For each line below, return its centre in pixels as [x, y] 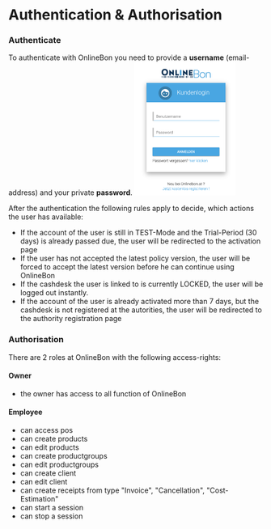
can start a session [52, 508]
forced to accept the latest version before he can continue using [127, 267]
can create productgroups [64, 456]
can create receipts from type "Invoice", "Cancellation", [112, 490]
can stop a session [51, 516]
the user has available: [46, 217]
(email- [237, 57]
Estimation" [39, 499]
